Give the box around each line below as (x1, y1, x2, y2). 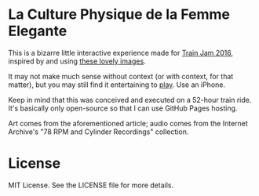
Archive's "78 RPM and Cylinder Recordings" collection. (8, 127, 189, 136)
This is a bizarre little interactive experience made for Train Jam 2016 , (8, 48, 234, 57)
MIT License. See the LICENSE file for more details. (8, 180, 174, 190)
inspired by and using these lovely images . (8, 56, 147, 66)
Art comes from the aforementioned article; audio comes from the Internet (8, 118, 249, 128)
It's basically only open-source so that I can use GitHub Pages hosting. (8, 103, 238, 113)
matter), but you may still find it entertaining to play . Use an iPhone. (8, 80, 226, 89)
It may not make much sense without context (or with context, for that (8, 71, 234, 81)
